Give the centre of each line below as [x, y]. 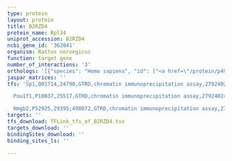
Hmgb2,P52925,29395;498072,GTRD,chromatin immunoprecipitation [106, 109]
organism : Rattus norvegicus [49, 52]
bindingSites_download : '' [46, 134]
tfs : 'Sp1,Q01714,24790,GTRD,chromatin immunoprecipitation [96, 84]
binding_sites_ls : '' [38, 141]
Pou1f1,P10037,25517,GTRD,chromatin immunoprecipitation [97, 96]
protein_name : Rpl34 [37, 33]
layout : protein [30, 20]
